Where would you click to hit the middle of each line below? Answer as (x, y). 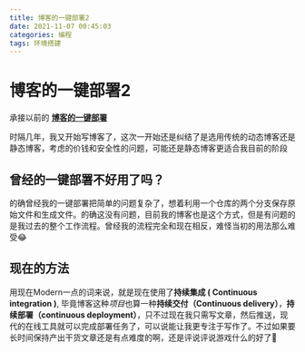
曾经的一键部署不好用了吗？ (87, 179)
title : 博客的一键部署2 (49, 18)
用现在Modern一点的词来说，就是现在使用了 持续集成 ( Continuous (133, 292)
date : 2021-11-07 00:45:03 (60, 26)
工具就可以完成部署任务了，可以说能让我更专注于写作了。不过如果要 (168, 326)
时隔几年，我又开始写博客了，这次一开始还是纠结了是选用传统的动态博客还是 (152, 137)
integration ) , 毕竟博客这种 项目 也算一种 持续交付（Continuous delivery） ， (148, 303)
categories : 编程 (41, 34)
